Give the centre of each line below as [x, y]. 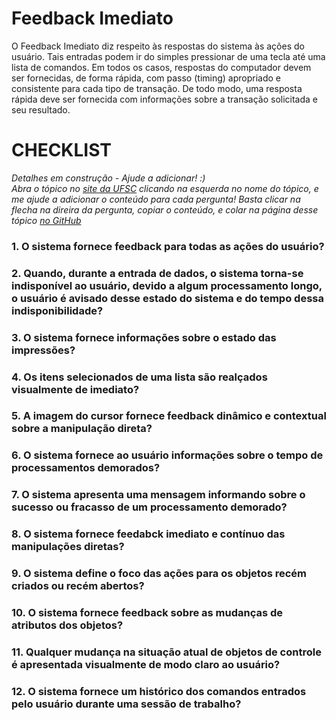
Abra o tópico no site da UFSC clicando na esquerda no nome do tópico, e [165, 188]
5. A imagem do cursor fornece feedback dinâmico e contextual [169, 416]
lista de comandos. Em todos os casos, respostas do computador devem [161, 67]
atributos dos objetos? [67, 625]
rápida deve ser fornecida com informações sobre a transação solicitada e [164, 99]
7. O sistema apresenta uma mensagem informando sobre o [158, 495]
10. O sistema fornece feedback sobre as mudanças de [147, 613]
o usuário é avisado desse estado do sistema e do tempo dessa [167, 298]
